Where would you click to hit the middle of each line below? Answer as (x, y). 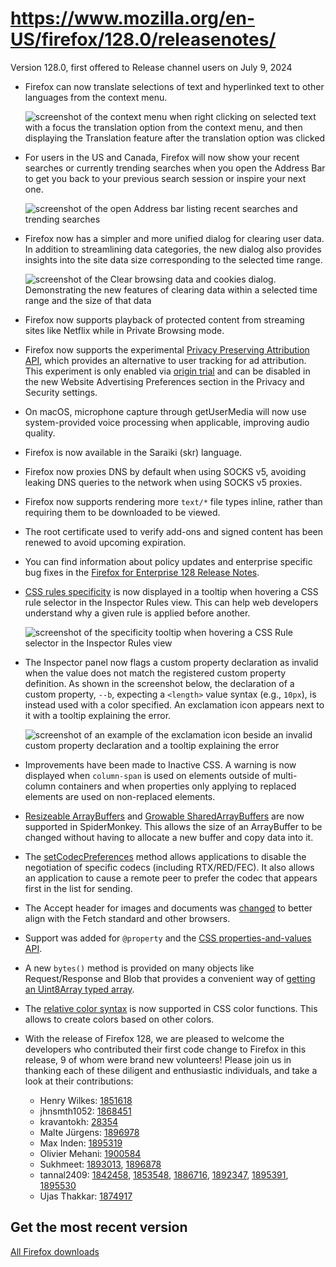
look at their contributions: (79, 1081)
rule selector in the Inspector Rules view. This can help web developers (171, 602)
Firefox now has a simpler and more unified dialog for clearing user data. (174, 238)
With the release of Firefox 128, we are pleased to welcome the (154, 1038)
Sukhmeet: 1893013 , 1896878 (100, 1164)
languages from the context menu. (96, 97)
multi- (285, 775)
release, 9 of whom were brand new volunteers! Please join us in (158, 1059)
